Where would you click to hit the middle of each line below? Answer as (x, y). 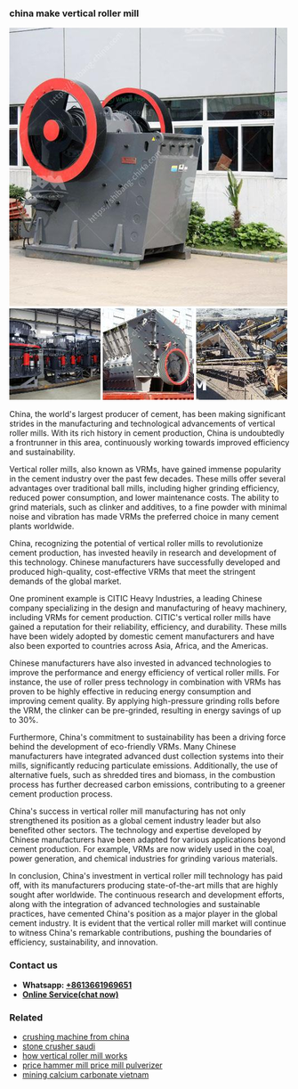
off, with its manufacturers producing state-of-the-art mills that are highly (144, 886)
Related (26, 1017)
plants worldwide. (42, 526)
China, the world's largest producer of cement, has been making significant (148, 414)
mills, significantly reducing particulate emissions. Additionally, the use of (144, 766)
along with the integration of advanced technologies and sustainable (135, 905)
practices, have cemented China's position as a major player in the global (144, 914)
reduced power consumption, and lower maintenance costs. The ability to (144, 498)
